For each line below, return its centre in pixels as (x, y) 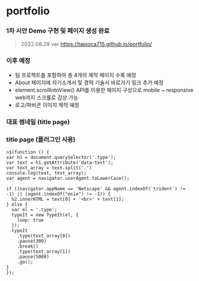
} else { (17, 204)
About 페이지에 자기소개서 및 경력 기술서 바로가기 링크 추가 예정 (89, 83)
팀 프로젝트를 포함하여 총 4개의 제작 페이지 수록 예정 (75, 75)
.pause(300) (32, 241)
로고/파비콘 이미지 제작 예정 (47, 105)
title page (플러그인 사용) (41, 139)
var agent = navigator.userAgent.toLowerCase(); (68, 178)
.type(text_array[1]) (44, 252)
